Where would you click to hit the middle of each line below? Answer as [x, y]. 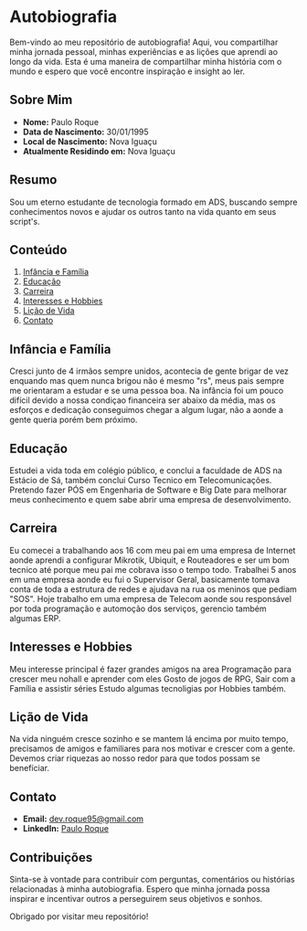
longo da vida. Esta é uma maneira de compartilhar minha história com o [146, 61]
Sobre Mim [41, 100]
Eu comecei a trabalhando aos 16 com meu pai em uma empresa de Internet [153, 550]
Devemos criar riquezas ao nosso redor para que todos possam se [135, 758]
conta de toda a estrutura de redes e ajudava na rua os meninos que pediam [153, 589]
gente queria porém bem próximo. [74, 420]
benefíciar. [30, 768]
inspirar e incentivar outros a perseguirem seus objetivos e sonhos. [136, 899]
